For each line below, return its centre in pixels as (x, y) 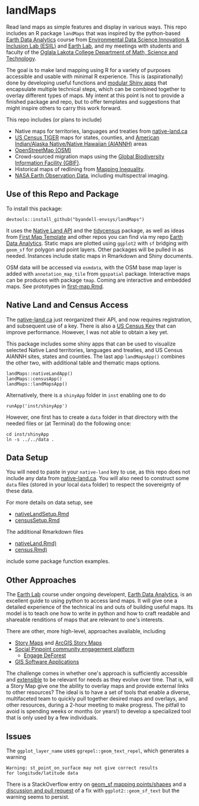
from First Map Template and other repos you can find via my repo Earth (94, 236)
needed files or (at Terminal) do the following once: (69, 423)
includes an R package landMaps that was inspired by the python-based (94, 33)
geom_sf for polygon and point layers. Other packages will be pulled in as (95, 249)
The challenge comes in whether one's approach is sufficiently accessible (97, 673)
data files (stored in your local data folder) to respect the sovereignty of (94, 485)
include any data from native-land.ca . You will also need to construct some (98, 478)
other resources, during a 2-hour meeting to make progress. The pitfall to (96, 705)
